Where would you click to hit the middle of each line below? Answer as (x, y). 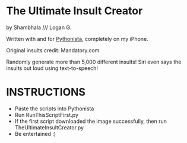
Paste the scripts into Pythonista (54, 109)
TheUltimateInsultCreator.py (49, 127)
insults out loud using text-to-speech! (52, 68)
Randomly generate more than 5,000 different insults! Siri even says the (94, 62)
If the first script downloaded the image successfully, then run (91, 121)
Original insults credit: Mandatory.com (53, 50)
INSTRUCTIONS (46, 92)
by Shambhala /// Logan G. (39, 27)
